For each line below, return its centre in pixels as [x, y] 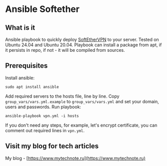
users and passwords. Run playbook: [43, 107]
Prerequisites [26, 66]
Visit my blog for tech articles [52, 146]
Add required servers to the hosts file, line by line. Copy [62, 96]
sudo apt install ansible [32, 87]
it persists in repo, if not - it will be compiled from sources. [65, 50]
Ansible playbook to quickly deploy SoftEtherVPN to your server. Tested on [82, 39]
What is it [20, 28]
